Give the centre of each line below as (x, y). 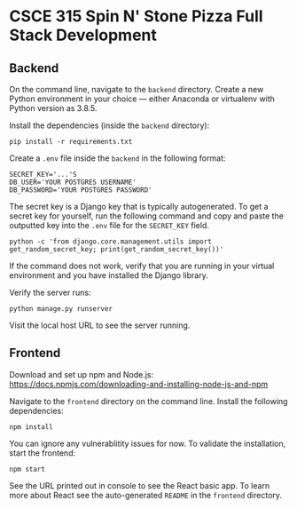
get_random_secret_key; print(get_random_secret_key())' (117, 250)
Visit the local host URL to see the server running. (100, 325)
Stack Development (83, 35)
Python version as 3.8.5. (53, 108)
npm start (27, 469)
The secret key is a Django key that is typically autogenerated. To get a (139, 207)
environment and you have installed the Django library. (109, 275)
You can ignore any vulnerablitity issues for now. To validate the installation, (148, 443)
